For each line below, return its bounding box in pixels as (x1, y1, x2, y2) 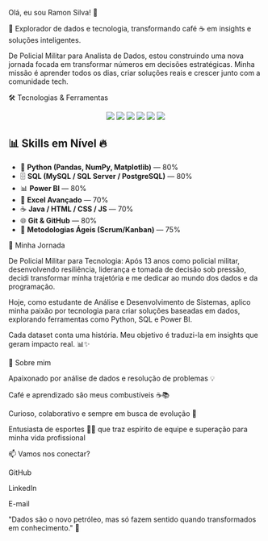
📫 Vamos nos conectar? (8, 448, 90, 459)
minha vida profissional (8, 432, 86, 443)
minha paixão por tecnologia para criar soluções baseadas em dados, (8, 306, 241, 315)
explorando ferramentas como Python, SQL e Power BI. (8, 314, 192, 324)
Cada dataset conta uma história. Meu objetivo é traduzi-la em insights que (8, 330, 258, 339)
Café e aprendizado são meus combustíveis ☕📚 (8, 389, 170, 399)
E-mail (8, 498, 30, 508)
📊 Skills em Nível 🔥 (8, 137, 107, 151)
